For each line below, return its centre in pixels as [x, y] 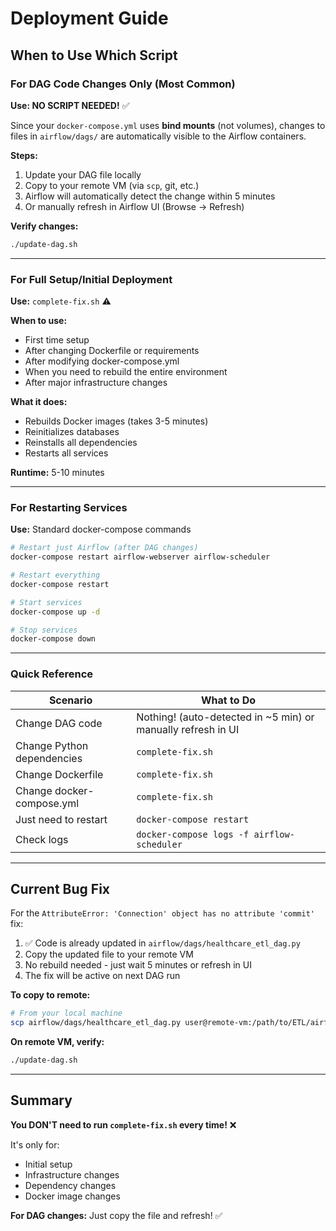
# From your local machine [66, 1013]
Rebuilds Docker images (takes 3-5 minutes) [116, 421]
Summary [41, 1100]
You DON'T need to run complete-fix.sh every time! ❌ [123, 1124]
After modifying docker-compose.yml [102, 361]
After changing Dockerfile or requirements [112, 351]
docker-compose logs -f [193, 834]
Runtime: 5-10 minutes [57, 473]
